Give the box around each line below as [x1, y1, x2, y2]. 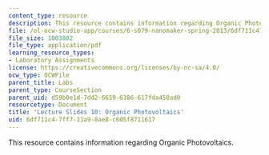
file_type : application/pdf [8, 42, 102, 50]
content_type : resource [8, 11, 88, 20]
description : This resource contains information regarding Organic [8, 19, 242, 27]
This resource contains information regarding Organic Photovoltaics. [8, 137, 234, 147]
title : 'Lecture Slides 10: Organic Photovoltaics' [8, 109, 184, 117]
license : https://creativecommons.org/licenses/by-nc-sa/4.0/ [8, 64, 220, 72]
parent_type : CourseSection [8, 85, 102, 94]
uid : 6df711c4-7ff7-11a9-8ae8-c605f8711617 [8, 116, 156, 124]
